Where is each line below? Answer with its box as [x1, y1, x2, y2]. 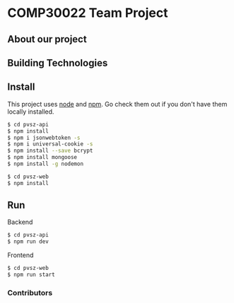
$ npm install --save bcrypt [7, 147, 93, 155]
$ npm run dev [7, 238, 49, 245]
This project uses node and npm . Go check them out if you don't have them [7, 100, 228, 108]
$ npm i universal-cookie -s [7, 141, 93, 148]
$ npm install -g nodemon [7, 160, 83, 167]
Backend [7, 218, 33, 227]
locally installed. [7, 107, 54, 116]
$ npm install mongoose [7, 154, 78, 161]
